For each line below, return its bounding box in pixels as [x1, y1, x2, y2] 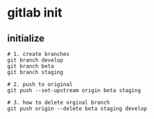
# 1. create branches [7, 51, 70, 57]
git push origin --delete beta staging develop [7, 105, 148, 112]
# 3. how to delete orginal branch [7, 99, 110, 106]
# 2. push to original [7, 81, 73, 88]
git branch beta [7, 63, 54, 70]
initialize [7, 33, 45, 44]
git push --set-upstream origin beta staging [7, 87, 141, 94]
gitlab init [7, 5, 62, 21]
